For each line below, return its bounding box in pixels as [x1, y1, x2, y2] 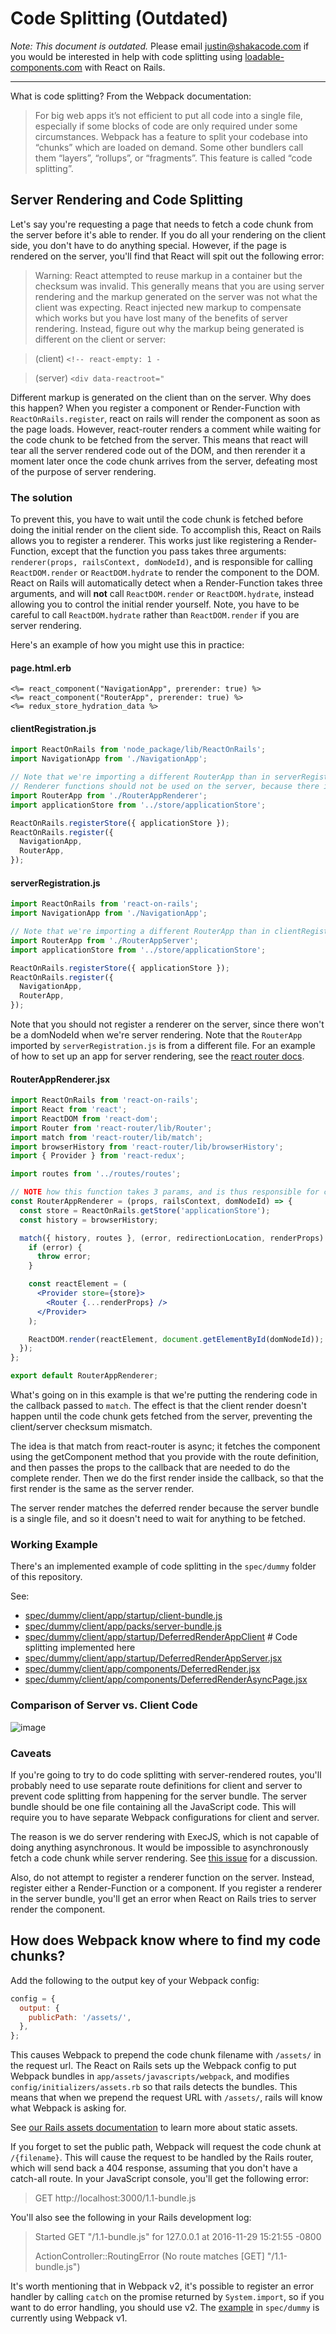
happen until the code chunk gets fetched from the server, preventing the [10, 1410, 313, 1422]
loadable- [244, 50, 285, 62]
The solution [10, 490, 73, 504]
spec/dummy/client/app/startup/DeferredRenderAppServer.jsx [24, 1652, 283, 1664]
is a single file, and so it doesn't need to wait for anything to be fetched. [10, 1513, 306, 1525]
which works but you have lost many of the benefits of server [34, 312, 288, 324]
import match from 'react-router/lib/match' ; [10, 1132, 203, 1142]
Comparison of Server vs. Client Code [10, 1698, 198, 1712]
